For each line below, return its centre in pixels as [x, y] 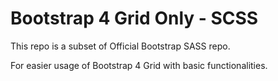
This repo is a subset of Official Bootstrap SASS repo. [120, 46]
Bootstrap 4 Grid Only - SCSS [134, 18]
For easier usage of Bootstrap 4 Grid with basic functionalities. [139, 65]
